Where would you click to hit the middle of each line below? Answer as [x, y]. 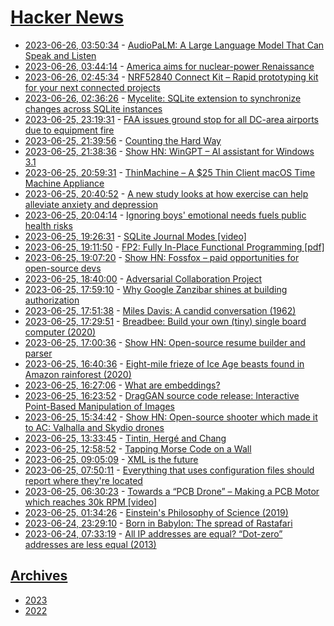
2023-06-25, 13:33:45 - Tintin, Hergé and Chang [125, 438]
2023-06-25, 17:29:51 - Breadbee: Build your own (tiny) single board [165, 321]
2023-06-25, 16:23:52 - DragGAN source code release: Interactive [162, 395]
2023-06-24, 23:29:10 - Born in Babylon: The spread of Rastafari [158, 523]
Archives [39, 576]
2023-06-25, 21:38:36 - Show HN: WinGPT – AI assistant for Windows [169, 151]
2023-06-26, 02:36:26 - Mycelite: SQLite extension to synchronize [163, 98]
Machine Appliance [64, 183]
